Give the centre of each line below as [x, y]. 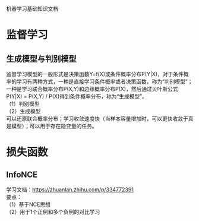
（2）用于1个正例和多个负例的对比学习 [53, 212]
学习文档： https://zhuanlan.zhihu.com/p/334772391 [70, 190]
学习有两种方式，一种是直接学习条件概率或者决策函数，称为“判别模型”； [105, 81]
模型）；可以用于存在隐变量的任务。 [54, 126]
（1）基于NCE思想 [28, 204]
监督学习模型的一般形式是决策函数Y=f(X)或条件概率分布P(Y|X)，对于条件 [95, 74]
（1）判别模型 [23, 104]
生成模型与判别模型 [41, 59]
